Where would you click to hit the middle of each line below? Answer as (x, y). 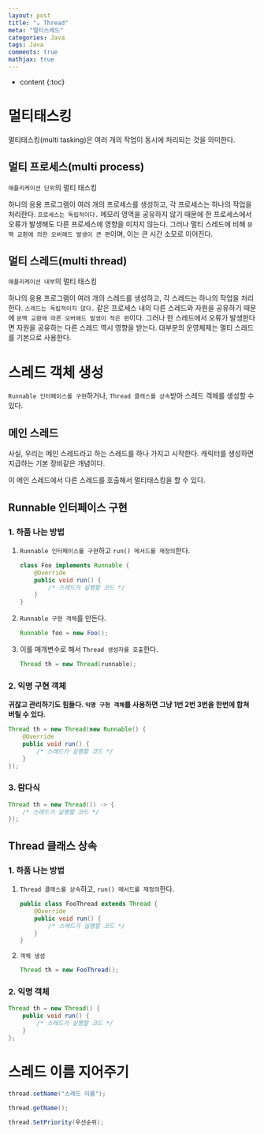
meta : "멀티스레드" (36, 30)
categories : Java (37, 37)
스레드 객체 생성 (56, 372)
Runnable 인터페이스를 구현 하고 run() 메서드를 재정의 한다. (105, 550)
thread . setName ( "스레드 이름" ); (57, 1094)
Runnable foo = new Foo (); (64, 633)
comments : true (33, 52)
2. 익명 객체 (29, 992)
